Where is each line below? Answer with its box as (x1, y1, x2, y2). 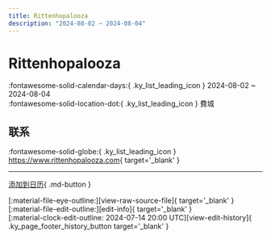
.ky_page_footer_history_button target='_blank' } (8, 221, 169, 231)
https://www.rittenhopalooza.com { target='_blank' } (8, 155, 180, 166)
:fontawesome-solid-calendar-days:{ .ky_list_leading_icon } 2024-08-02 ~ (8, 81, 256, 90)
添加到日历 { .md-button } (8, 179, 91, 190)
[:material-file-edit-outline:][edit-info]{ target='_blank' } (8, 204, 192, 214)
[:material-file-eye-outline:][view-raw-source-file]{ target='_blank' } (8, 195, 235, 206)
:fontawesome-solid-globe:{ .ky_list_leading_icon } (8, 147, 177, 157)
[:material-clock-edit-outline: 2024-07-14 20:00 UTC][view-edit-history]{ (8, 213, 252, 223)
